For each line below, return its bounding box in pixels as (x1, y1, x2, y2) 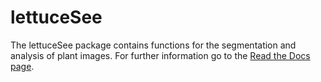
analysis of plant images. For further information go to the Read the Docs (10, 49, 311, 61)
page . (10, 60, 35, 72)
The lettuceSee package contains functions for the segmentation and (10, 39, 297, 51)
